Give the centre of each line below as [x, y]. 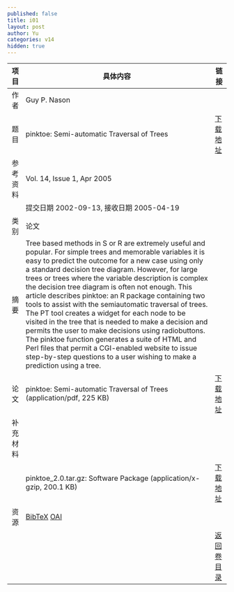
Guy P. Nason [48, 100]
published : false [32, 14]
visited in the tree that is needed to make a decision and [117, 322]
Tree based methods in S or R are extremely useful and [115, 243]
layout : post [26, 27]
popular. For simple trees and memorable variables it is [115, 252]
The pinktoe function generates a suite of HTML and [111, 339]
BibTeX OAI [44, 517]
